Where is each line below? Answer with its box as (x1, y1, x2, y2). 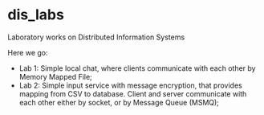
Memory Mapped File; (18, 72, 93, 81)
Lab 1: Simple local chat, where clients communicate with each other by (18, 63, 256, 73)
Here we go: (7, 47, 49, 57)
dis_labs (7, 6, 65, 24)
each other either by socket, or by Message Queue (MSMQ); (18, 97, 220, 107)
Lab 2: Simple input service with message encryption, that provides (18, 80, 242, 90)
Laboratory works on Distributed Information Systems (7, 32, 185, 42)
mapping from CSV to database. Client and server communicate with (18, 88, 247, 98)
